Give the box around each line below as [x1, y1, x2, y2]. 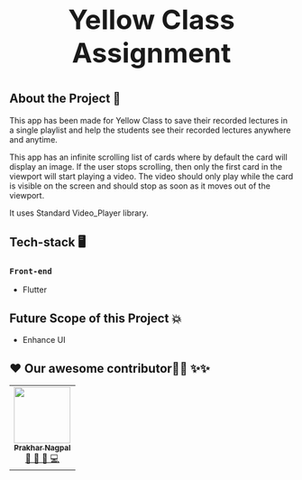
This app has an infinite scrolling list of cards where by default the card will [9, 152, 288, 162]
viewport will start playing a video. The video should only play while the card [9, 171, 294, 181]
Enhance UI [22, 335, 66, 346]
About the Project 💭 [9, 91, 122, 106]
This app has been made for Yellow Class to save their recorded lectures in [9, 115, 288, 125]
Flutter [22, 284, 48, 295]
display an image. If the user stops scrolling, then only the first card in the [9, 161, 282, 171]
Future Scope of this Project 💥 [9, 310, 182, 326]
